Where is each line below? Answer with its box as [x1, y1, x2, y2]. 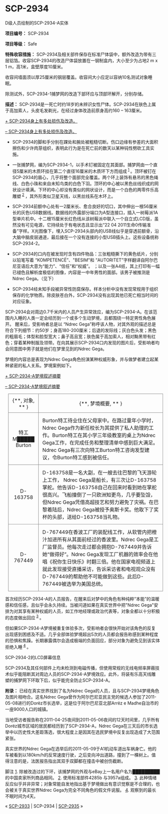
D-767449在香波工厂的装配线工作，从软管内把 [42, 529, 152, 536]
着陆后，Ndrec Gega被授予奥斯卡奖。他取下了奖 [47, 506, 159, 513]
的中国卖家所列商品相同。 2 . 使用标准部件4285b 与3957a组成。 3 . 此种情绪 [5, 775, 157, 780]
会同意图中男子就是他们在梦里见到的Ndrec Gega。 [5, 346, 107, 352]
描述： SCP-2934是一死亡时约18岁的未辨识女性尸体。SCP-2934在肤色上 [5, 101, 152, 107]
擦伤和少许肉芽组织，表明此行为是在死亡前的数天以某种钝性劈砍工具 [12, 145, 150, 151]
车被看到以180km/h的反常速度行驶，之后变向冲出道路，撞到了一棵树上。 [5, 752, 152, 758]
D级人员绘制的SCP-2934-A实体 [5, 20, 69, 26]
